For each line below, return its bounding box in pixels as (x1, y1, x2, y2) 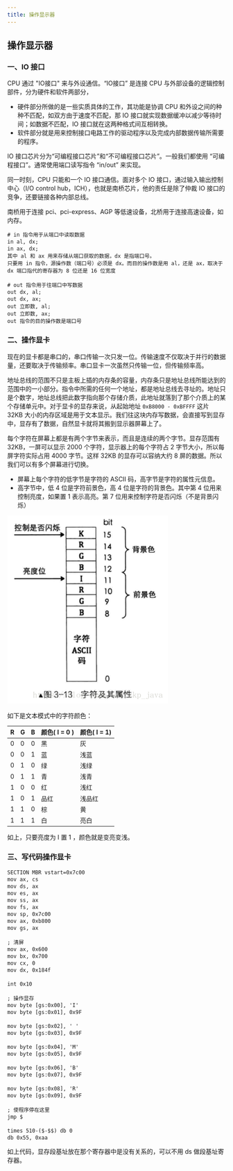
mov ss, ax (7, 897, 39, 904)
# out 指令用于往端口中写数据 (7, 282, 83, 289)
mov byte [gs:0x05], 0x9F (7, 1050, 82, 1057)
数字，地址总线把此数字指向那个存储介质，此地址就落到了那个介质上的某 (19, 393, 226, 401)
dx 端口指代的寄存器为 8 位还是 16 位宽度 (7, 267, 116, 274)
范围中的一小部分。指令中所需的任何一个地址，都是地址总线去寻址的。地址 (7, 384, 220, 392)
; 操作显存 (7, 995, 35, 1002)
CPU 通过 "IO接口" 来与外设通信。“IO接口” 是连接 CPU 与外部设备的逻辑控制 (7, 79, 225, 88)
